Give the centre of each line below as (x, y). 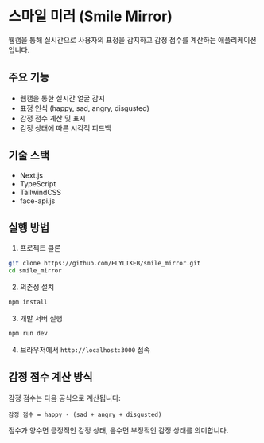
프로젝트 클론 (40, 249)
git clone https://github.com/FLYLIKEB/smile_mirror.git (105, 264)
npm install (28, 302)
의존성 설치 (37, 287)
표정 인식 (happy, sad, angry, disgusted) (84, 108)
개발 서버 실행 (41, 318)
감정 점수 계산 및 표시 (52, 118)
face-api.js (37, 201)
